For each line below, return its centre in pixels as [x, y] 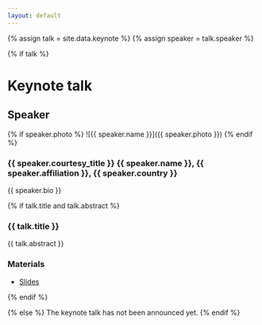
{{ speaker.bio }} [35, 190]
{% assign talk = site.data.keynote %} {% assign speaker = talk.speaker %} [131, 38]
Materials [26, 265]
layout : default [34, 15]
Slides [29, 281]
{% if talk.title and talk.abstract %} [64, 205]
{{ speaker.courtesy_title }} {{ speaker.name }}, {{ [106, 163]
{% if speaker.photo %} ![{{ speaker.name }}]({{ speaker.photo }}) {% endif [130, 134]
